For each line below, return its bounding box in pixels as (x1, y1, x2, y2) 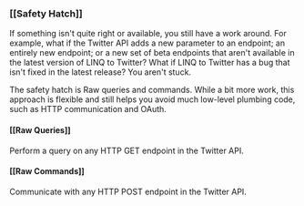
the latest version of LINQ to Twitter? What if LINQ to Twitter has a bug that (9, 57, 290, 68)
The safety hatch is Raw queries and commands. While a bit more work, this (9, 85, 295, 96)
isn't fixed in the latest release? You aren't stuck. (9, 67, 192, 77)
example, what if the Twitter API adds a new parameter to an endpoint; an (9, 37, 285, 48)
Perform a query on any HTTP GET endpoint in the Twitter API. (9, 145, 244, 156)
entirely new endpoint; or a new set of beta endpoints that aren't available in (9, 47, 295, 58)
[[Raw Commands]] (9, 166, 85, 177)
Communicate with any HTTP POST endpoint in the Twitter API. (9, 186, 248, 197)
